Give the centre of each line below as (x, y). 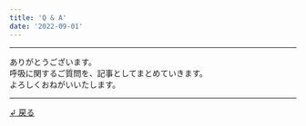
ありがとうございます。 (53, 62)
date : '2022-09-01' (46, 26)
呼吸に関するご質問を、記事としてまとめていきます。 (108, 73)
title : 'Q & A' (38, 18)
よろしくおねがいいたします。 (65, 84)
